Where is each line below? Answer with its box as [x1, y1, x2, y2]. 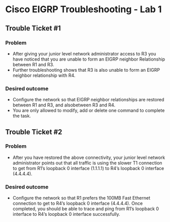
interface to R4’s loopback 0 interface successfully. [12, 211, 120, 217]
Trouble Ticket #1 [5, 24, 61, 33]
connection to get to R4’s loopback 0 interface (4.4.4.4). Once [12, 200, 143, 207]
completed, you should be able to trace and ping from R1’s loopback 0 [12, 206, 159, 212]
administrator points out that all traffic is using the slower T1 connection [12, 159, 162, 166]
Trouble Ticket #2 [5, 127, 62, 136]
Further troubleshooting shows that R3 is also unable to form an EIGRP [12, 67, 160, 73]
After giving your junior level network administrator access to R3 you [12, 50, 156, 57]
